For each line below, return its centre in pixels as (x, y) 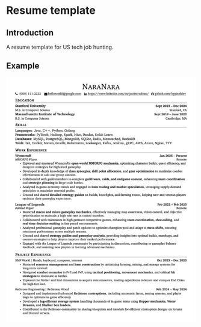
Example (23, 66)
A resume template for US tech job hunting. (60, 47)
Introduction (30, 33)
